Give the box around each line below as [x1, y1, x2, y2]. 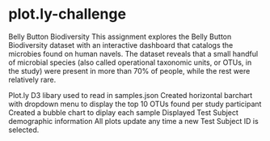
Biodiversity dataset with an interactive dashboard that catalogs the [8, 40, 234, 49]
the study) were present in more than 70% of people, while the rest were [8, 66, 251, 75]
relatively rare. [8, 75, 57, 84]
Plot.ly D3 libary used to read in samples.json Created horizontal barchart [8, 90, 253, 100]
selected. [8, 125, 40, 135]
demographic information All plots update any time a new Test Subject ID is [8, 116, 259, 126]
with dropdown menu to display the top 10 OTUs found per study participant [8, 99, 262, 109]
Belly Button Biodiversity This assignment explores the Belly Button [8, 32, 232, 41]
